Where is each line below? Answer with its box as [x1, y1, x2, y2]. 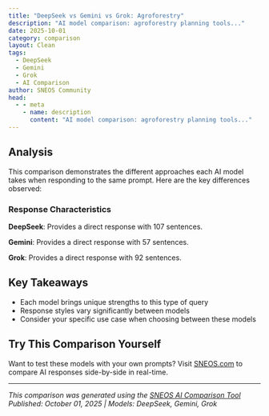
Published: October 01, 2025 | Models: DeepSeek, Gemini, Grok [8, 398, 218, 408]
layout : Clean [8, 42, 56, 50]
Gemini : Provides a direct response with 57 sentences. [8, 237, 190, 246]
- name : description [22, 109, 91, 117]
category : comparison [8, 34, 81, 42]
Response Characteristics [8, 203, 112, 214]
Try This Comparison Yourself [8, 338, 162, 351]
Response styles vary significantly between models [19, 306, 191, 315]
